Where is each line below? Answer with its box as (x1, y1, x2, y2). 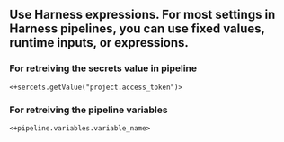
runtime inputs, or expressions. (9, 35, 189, 50)
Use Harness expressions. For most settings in (9, 7, 276, 22)
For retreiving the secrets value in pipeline (9, 62, 198, 75)
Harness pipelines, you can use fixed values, (9, 22, 265, 37)
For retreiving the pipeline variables (9, 103, 168, 116)
